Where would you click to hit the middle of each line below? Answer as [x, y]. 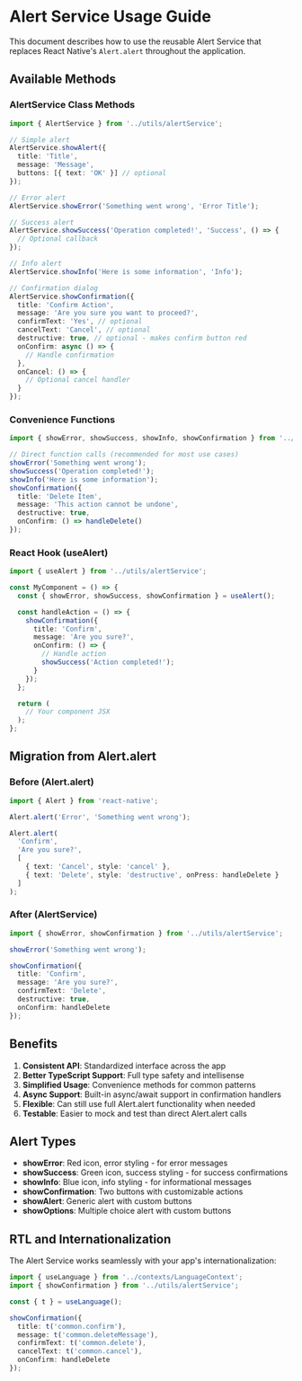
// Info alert [36, 263]
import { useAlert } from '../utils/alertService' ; [108, 571]
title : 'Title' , [48, 156]
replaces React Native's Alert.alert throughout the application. [128, 50]
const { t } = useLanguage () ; [66, 1301]
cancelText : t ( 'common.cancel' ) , [80, 1351]
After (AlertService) [53, 915]
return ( [34, 704]
